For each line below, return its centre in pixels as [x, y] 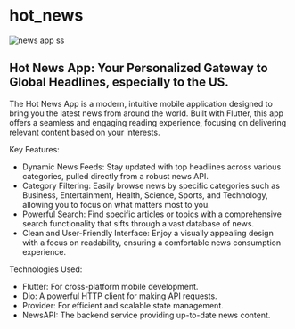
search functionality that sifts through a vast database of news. [138, 223]
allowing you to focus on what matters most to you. [116, 204]
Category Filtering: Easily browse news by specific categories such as [151, 185]
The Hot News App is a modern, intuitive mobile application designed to [141, 103]
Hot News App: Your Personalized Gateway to [139, 68]
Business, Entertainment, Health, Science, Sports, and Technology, [145, 195]
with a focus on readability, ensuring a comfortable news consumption [152, 243]
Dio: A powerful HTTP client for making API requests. [119, 296]
